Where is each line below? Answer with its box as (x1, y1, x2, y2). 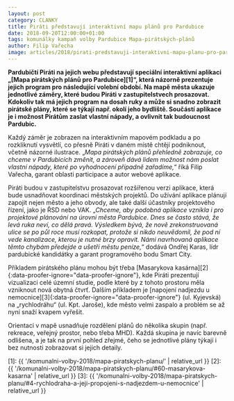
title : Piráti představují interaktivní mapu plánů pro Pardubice (8, 23, 204, 30)
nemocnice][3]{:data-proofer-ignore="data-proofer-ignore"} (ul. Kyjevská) (8, 293, 222, 301)
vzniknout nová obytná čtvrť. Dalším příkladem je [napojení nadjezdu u (8, 286, 210, 294)
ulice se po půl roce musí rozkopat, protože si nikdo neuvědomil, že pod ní (8, 227, 221, 236)
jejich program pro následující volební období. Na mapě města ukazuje (8, 83, 215, 91)
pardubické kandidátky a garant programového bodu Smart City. (8, 249, 192, 258)
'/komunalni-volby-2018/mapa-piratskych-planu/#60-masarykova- (14, 364, 206, 373)
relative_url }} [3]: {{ (37, 371, 95, 379)
